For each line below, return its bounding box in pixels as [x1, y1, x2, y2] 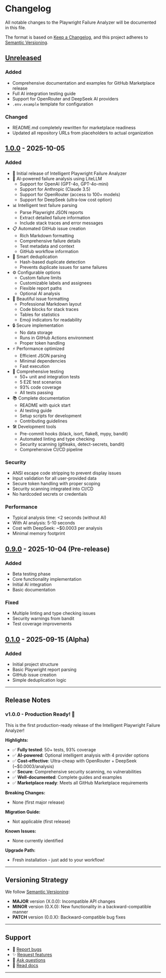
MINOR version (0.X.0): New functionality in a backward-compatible [12, 904, 152, 910]
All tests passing [19, 389, 53, 395]
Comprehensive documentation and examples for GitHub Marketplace [12, 80, 155, 86]
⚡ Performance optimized [12, 345, 65, 352]
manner [12, 909, 28, 915]
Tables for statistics [19, 311, 60, 317]
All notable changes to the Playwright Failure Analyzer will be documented [5, 19, 157, 25]
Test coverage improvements [12, 621, 72, 627]
